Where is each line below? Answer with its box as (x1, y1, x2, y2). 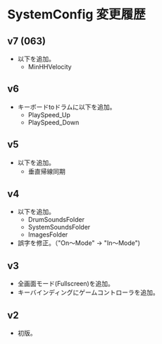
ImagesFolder (27, 230, 68, 239)
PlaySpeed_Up (27, 110, 70, 119)
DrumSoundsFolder (27, 215, 85, 224)
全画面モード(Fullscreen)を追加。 (17, 280, 114, 288)
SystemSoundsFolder (27, 223, 91, 232)
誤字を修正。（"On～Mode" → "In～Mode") (17, 239, 141, 247)
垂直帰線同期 (27, 167, 66, 175)
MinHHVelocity (27, 63, 72, 71)
